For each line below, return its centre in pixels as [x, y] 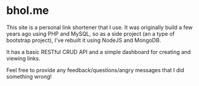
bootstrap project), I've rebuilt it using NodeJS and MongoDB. [84, 40]
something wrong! [29, 76]
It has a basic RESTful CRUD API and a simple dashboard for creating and [99, 51]
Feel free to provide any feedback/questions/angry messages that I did [95, 70]
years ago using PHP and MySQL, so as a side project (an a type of [91, 33]
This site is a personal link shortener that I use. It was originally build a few [100, 27]
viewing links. [23, 58]
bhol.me [28, 11]
